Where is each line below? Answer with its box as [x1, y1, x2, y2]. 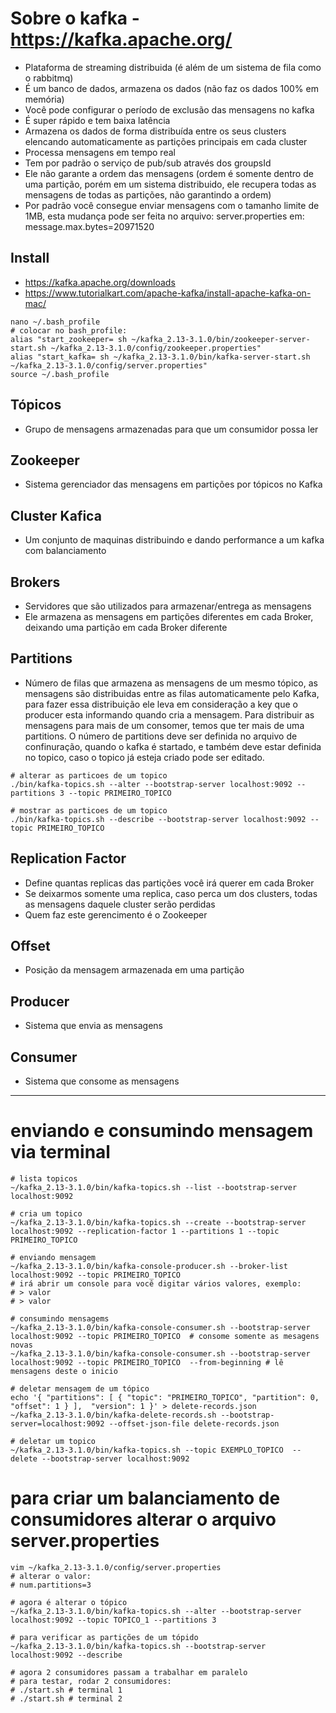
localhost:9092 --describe [10, 1650, 123, 1660]
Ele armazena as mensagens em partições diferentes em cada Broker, [24, 611, 314, 622]
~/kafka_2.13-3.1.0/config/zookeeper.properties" [50, 343, 262, 353]
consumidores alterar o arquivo [10, 1508, 277, 1531]
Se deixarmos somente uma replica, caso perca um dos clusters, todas [24, 887, 318, 899]
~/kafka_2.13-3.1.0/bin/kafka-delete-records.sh [10, 1410, 217, 1420]
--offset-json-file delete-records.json [108, 1419, 280, 1429]
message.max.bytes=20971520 [24, 220, 155, 232]
